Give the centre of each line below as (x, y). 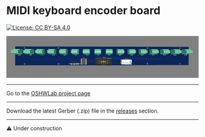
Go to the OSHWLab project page (49, 93)
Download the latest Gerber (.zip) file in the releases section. (83, 111)
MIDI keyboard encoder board (83, 11)
